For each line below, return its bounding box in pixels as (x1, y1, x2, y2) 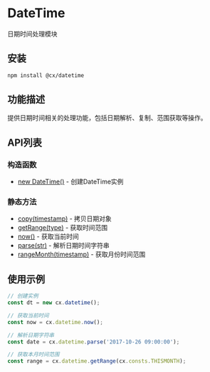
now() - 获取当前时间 (17, 232, 80, 241)
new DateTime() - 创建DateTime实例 (17, 177, 124, 186)
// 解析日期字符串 (7, 331, 55, 338)
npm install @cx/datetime (7, 71, 84, 79)
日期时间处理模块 (7, 29, 58, 38)
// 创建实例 (7, 293, 39, 300)
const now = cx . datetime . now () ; (7, 318, 103, 326)
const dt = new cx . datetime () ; (7, 299, 100, 306)
